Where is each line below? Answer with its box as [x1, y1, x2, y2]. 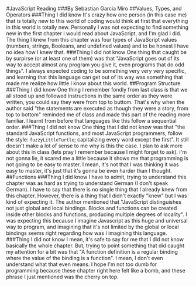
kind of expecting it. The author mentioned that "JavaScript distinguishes [6, 198, 182, 205]
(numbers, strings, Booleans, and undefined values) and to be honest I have [6, 42, 189, 49]
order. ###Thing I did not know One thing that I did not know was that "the [6, 123, 185, 130]
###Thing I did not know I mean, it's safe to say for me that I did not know [6, 236, 184, 243]
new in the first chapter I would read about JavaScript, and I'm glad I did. [6, 30, 181, 37]
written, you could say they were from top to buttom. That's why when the [6, 99, 185, 105]
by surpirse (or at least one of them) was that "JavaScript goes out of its [6, 55, 180, 62]
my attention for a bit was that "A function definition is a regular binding [6, 248, 178, 255]
